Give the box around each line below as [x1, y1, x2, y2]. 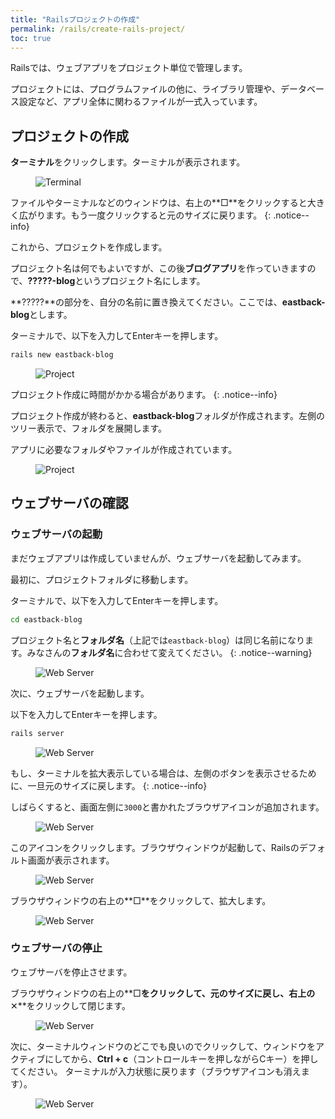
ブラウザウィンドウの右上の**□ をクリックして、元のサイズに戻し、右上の [10, 987, 316, 999]
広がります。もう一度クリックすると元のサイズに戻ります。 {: [18, 209, 272, 221]
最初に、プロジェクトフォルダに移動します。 [10, 573, 194, 585]
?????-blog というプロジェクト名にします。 [27, 275, 206, 287]
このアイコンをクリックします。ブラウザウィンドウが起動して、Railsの [10, 841, 300, 853]
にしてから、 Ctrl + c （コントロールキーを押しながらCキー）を [44, 1052, 302, 1065]
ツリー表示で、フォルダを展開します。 [10, 422, 168, 435]
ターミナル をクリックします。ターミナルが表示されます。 [10, 156, 246, 168]
